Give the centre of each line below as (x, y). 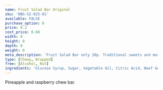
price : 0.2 (16, 28)
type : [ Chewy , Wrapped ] (29, 59)
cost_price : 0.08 (23, 32)
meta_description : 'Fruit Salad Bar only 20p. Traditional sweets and (78, 55)
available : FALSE (23, 18)
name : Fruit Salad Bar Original (38, 9)
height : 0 (15, 41)
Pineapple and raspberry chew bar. (40, 82)
